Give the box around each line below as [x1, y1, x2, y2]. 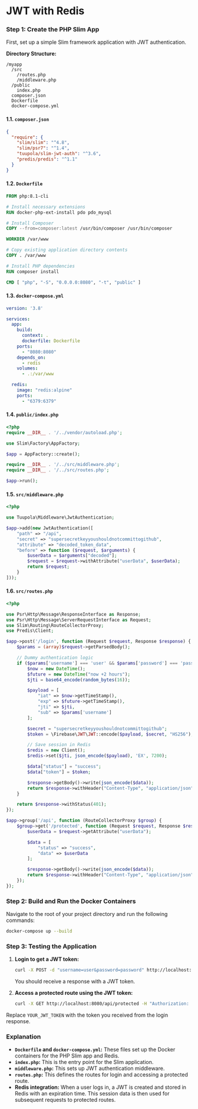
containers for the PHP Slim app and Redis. [14, 1052, 120, 1059]
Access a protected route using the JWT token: [14, 989, 133, 997]
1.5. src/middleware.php [6, 490, 64, 498]
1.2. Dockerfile [6, 180, 43, 187]
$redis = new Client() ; [27, 747, 85, 753]
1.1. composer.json [6, 115, 49, 123]
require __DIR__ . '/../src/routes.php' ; [6, 467, 110, 473]
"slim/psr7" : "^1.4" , [16, 145, 70, 152]
